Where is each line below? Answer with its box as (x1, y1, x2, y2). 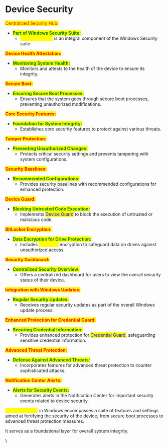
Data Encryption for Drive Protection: (12, 236, 92, 242)
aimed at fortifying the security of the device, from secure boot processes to (5, 413, 163, 419)
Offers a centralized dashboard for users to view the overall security (20, 271, 161, 277)
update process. (20, 307, 54, 313)
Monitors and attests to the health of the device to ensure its (20, 65, 145, 71)
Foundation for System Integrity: (12, 120, 82, 126)
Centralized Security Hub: (5, 20, 59, 26)
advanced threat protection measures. (5, 418, 84, 424)
